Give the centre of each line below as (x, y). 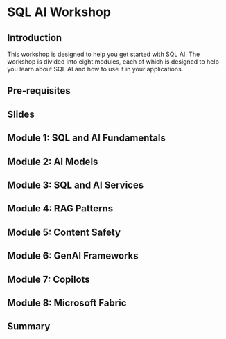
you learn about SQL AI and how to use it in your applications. (95, 69)
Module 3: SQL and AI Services (76, 185)
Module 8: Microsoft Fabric (67, 303)
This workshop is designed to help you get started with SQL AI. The (104, 54)
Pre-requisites (39, 91)
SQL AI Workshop (59, 12)
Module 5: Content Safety (64, 232)
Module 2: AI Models (53, 161)
